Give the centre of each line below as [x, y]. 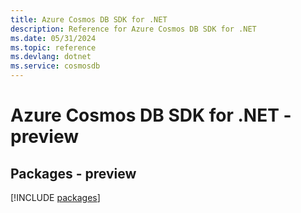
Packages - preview [73, 173]
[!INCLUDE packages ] [55, 197]
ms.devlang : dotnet [51, 57]
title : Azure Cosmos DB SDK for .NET [89, 19]
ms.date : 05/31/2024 [53, 38]
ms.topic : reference [53, 47]
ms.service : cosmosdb [55, 66]
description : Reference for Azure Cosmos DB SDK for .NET [133, 29]
